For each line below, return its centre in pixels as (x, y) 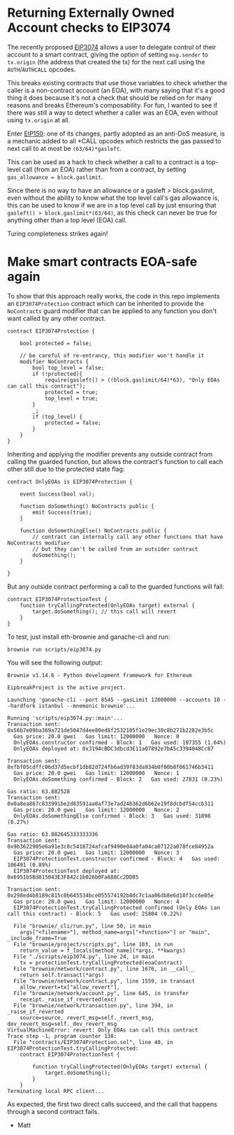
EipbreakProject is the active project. (67, 687)
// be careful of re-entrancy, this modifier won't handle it (112, 355)
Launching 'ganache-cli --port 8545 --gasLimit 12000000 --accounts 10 (114, 700)
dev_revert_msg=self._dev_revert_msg (62, 1024)
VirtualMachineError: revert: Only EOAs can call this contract (103, 1030)
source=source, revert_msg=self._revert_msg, (87, 1018)
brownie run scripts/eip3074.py (54, 649)
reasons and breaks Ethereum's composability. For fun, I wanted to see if (112, 105)
